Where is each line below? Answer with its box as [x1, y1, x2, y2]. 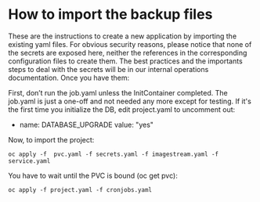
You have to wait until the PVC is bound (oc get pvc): [8, 171, 178, 180]
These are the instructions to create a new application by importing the [8, 31, 237, 41]
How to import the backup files [8, 5, 213, 23]
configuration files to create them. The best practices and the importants [8, 56, 243, 66]
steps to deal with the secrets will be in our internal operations [8, 64, 209, 74]
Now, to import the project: [8, 135, 95, 144]
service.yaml [8, 157, 51, 165]
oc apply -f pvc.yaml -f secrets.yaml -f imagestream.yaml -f [8, 150, 219, 158]
